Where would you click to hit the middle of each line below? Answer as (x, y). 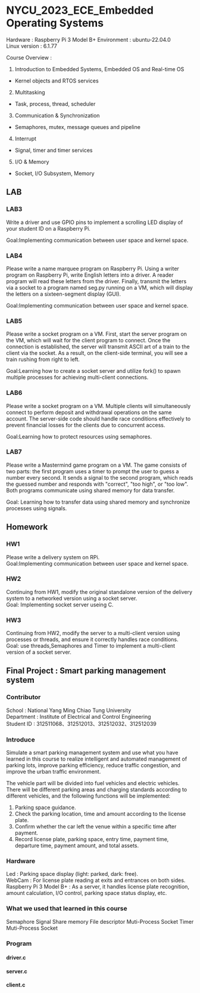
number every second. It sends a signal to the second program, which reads (100, 477)
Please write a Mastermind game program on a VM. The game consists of (96, 465)
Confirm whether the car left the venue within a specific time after (96, 827)
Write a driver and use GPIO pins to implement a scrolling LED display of (95, 222)
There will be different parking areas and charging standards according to (97, 790)
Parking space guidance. (45, 808)
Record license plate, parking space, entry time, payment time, (92, 839)
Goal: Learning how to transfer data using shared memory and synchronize (98, 502)
